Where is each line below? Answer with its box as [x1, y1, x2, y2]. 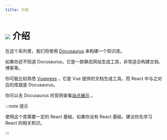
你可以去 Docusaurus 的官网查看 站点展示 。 [5, 92, 96, 98]
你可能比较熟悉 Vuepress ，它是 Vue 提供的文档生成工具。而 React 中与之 [5, 75, 158, 81]
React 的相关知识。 [5, 119, 45, 125]
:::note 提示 [5, 103, 29, 109]
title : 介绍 [5, 7, 29, 12]
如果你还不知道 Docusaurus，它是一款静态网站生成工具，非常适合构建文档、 [5, 58, 163, 64]
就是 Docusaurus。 [18, 81, 58, 87]
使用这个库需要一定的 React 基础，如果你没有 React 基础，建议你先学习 [5, 113, 152, 119]
